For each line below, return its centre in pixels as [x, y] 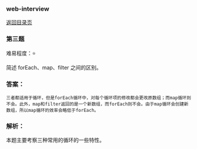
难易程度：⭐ [21, 53]
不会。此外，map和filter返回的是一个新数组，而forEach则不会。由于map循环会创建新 [97, 104]
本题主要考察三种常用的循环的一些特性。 [55, 140]
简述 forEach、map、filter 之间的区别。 [54, 67]
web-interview [28, 9]
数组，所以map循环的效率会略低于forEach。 [52, 110]
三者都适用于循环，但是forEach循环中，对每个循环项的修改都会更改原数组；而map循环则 [98, 98]
